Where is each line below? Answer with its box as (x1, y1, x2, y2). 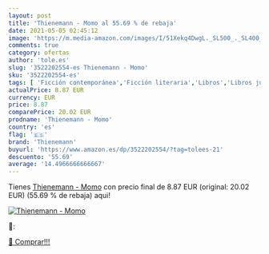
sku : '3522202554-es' (8, 71, 81, 79)
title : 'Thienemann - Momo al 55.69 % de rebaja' (8, 19, 178, 27)
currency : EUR (8, 93, 56, 101)
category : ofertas (8, 49, 70, 57)
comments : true (8, 42, 59, 50)
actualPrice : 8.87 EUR (8, 85, 84, 94)
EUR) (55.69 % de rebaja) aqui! (8, 191, 110, 200)
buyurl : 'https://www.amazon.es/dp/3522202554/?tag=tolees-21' (8, 145, 224, 153)
